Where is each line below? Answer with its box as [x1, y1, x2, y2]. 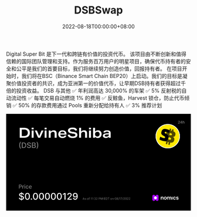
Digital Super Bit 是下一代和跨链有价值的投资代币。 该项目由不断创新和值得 [6, 50, 186, 57]
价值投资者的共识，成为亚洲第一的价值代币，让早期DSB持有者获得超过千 [11, 80, 186, 87]
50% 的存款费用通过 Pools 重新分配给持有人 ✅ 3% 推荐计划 [18, 101, 162, 108]
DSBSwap [74, 4, 123, 17]
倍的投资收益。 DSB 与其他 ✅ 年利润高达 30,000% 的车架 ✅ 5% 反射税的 [6, 87, 182, 94]
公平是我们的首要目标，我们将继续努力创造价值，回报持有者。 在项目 [16, 65, 182, 72]
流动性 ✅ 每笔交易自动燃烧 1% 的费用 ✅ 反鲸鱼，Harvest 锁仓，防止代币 [11, 94, 185, 101]
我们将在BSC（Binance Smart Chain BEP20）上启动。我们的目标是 [21, 72, 183, 79]
